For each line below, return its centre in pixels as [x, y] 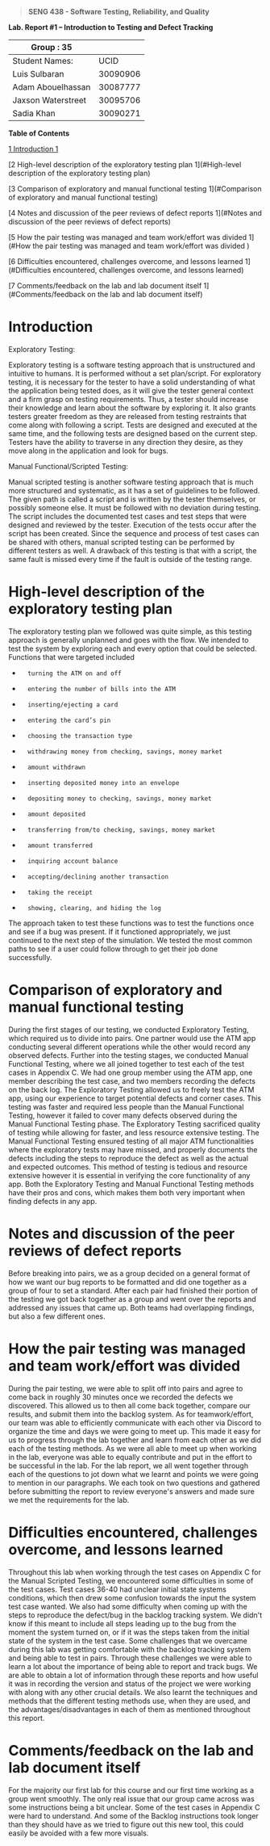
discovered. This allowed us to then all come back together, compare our [130, 1405]
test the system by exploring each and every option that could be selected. [133, 648]
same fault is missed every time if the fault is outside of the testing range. [130, 559]
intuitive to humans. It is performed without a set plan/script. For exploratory [135, 373]
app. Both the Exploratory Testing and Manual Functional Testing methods [131, 1184]
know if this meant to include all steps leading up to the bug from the [123, 1623]
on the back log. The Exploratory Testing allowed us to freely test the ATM [131, 1089]
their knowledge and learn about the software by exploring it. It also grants [132, 408]
